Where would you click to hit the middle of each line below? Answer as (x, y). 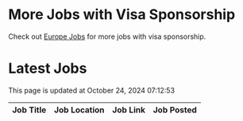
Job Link (129, 110)
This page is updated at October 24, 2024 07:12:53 (92, 90)
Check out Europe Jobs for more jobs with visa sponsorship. (107, 36)
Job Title (29, 110)
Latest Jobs (48, 68)
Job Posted (175, 110)
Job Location (79, 110)
